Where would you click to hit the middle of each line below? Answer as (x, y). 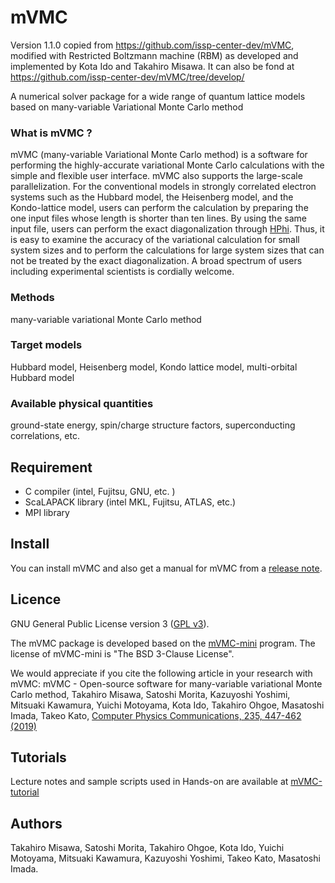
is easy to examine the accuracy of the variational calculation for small (155, 240)
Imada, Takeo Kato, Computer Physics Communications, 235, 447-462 (156, 715)
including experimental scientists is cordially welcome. (122, 272)
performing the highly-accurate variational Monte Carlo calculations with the (167, 165)
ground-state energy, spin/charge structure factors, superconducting (153, 425)
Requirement (51, 467)
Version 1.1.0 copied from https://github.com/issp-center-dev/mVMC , (152, 45)
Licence (36, 599)
